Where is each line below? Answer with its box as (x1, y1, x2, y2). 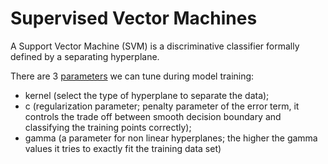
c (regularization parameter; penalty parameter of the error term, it (24, 100, 300, 112)
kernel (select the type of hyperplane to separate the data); (24, 89, 270, 101)
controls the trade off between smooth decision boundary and (24, 110, 282, 122)
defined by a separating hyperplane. (10, 50, 160, 62)
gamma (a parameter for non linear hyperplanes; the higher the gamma (24, 132, 318, 144)
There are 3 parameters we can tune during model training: (10, 70, 255, 82)
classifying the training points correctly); (24, 121, 192, 133)
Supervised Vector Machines (10, 7, 258, 30)
